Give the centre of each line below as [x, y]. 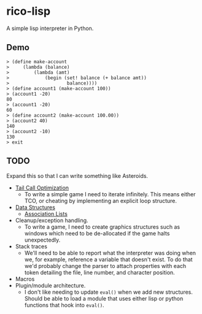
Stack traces [31, 246]
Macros [25, 279]
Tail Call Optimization [42, 188]
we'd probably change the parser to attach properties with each [105, 266]
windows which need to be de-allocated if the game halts [97, 233]
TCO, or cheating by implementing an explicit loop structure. [100, 201]
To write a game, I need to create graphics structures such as [102, 227]
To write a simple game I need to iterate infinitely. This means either [110, 194]
